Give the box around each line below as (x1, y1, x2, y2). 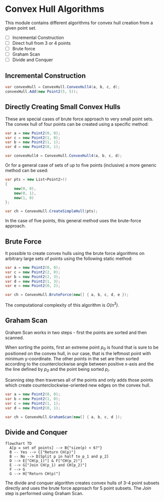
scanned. (5, 334, 24, 341)
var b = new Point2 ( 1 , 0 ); (5, 396, 61, 401)
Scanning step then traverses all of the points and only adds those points (5, 377, 154, 383)
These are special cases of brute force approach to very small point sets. (5, 116, 154, 122)
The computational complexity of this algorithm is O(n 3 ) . (5, 301, 119, 308)
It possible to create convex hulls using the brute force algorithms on (5, 250, 145, 256)
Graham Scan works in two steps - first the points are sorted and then (5, 329, 147, 335)
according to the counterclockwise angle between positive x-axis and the (5, 361, 154, 367)
